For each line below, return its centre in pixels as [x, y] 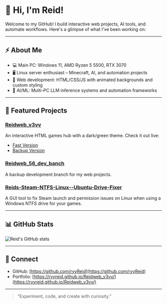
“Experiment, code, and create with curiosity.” [64, 296]
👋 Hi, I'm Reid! [34, 10]
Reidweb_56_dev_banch [35, 163]
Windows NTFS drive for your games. [43, 203]
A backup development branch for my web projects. [58, 174]
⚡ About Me [24, 50]
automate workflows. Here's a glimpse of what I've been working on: [76, 29]
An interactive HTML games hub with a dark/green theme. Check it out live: [82, 136]
